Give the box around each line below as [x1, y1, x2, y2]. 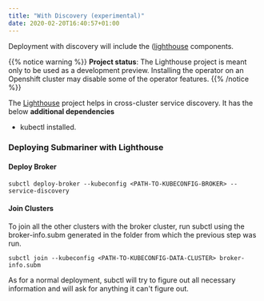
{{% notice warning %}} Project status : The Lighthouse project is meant [8, 57, 247, 67]
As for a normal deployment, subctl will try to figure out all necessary [8, 275, 236, 285]
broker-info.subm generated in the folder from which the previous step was [8, 230, 257, 239]
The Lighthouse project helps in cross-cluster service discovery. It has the [8, 98, 254, 108]
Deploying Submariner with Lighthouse [8, 142, 164, 153]
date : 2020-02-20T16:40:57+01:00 [8, 19, 120, 27]
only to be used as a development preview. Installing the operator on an [8, 65, 244, 75]
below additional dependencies [8, 106, 114, 116]
